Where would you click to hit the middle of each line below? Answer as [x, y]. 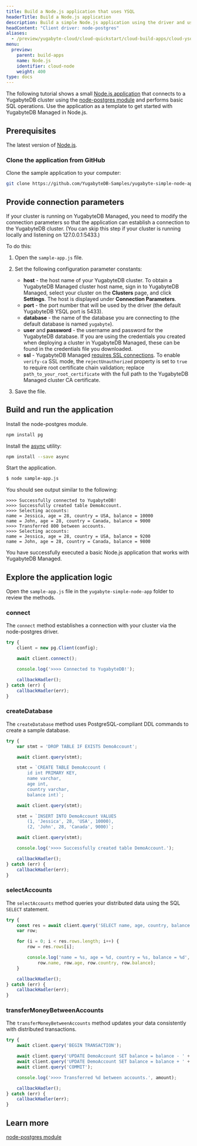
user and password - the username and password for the [93, 330]
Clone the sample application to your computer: [64, 173]
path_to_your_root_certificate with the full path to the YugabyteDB [106, 374]
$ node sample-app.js [33, 479]
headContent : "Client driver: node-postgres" [62, 28]
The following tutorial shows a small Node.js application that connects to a [96, 94]
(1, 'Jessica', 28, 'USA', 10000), [71, 822]
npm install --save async [38, 457]
